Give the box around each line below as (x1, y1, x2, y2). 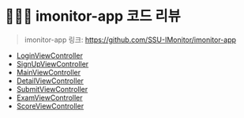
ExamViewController (16, 93, 83, 102)
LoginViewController (16, 51, 84, 60)
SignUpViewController (16, 59, 89, 68)
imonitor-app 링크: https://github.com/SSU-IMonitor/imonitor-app (24, 35, 236, 44)
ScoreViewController (16, 101, 84, 111)
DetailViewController (16, 76, 84, 86)
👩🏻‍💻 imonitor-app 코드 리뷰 (5, 7, 181, 25)
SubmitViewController (16, 84, 88, 93)
